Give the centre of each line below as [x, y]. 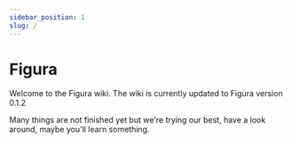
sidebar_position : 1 [47, 17]
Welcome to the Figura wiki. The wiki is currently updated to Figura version [146, 94]
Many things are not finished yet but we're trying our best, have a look [138, 120]
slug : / [24, 26]
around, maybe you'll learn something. [79, 130]
